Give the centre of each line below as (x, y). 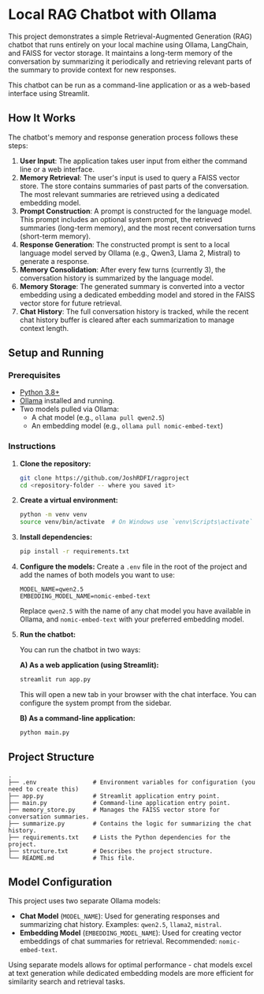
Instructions (32, 447)
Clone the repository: (55, 463)
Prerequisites (34, 376)
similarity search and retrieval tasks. (67, 981)
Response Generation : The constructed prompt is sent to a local (125, 244)
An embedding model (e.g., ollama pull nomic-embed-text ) (127, 426)
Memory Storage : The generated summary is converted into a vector (132, 286)
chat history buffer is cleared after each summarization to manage (127, 320)
